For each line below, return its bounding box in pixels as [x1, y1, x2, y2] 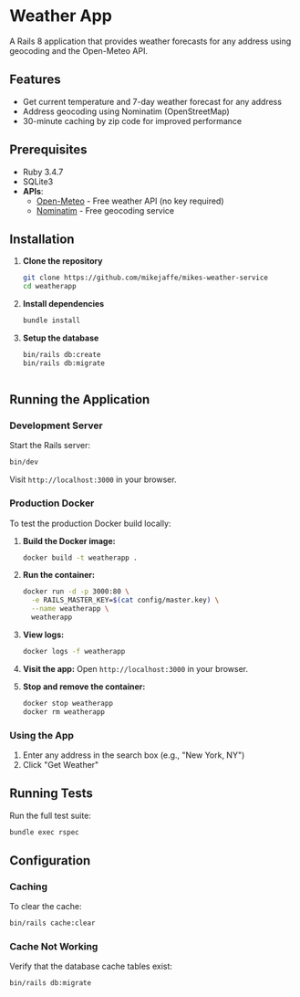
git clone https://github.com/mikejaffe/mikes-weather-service [22, 273, 269, 283]
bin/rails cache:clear [9, 918, 96, 928]
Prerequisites [9, 142, 88, 158]
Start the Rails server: [9, 440, 91, 451]
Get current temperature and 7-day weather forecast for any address [22, 96, 283, 107]
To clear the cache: [9, 901, 82, 912]
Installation [9, 231, 75, 247]
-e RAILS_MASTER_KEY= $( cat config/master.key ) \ [31, 595, 220, 605]
